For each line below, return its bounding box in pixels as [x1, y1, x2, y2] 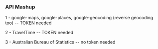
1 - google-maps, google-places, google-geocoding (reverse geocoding [5, 15, 154, 21]
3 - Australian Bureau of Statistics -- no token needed [5, 39, 116, 45]
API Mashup [5, 3, 35, 10]
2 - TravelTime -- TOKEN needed [5, 30, 74, 36]
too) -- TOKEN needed [5, 20, 52, 26]
